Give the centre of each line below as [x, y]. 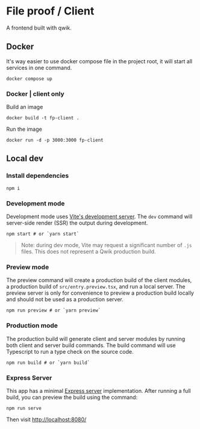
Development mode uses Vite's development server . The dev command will [99, 217]
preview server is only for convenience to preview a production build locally [100, 293]
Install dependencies [38, 176]
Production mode [32, 325]
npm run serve [24, 408]
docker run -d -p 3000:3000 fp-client [55, 140]
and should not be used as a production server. [65, 299]
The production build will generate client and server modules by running [96, 339]
